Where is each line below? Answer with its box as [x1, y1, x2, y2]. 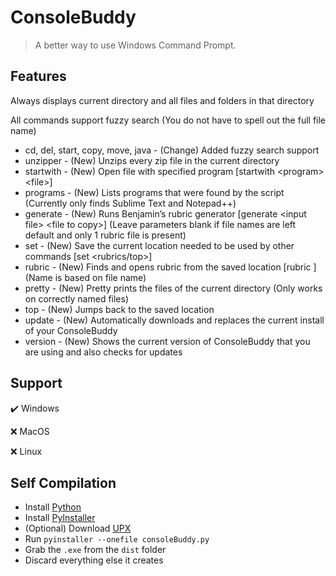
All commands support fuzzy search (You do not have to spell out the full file [10, 114, 327, 126]
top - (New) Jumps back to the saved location [24, 303, 215, 315]
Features [10, 68, 67, 85]
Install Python [24, 501, 82, 513]
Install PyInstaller [24, 512, 96, 524]
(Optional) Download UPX [24, 522, 132, 535]
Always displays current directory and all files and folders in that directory [10, 94, 315, 106]
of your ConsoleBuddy [24, 324, 118, 336]
